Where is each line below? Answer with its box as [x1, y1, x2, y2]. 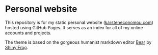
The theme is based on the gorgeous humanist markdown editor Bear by [5, 39, 152, 45]
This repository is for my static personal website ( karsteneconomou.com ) [5, 19, 154, 25]
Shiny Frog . [5, 44, 28, 50]
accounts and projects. [5, 30, 52, 36]
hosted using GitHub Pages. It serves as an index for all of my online [5, 24, 143, 30]
